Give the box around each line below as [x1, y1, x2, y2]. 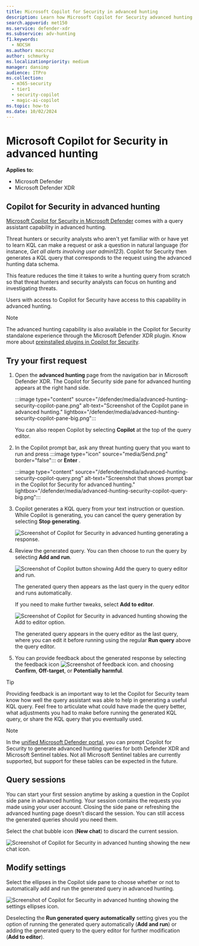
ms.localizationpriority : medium [6, 58, 89, 64]
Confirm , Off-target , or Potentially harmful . [14, 667, 124, 674]
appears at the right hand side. [14, 384, 90, 391]
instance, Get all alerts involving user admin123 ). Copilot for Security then [6, 248, 187, 255]
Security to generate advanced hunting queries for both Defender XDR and [6, 745, 190, 752]
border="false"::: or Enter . [14, 456, 81, 463]
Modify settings [6, 863, 67, 873]
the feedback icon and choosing [14, 661, 174, 668]
